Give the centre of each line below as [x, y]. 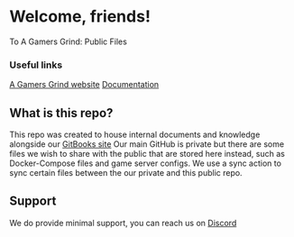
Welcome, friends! [80, 17]
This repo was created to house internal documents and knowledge [135, 135]
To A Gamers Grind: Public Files [69, 41]
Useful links [36, 65]
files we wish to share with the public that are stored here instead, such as [147, 154]
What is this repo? [61, 113]
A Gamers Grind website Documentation [84, 85]
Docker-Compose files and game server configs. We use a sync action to [146, 163]
